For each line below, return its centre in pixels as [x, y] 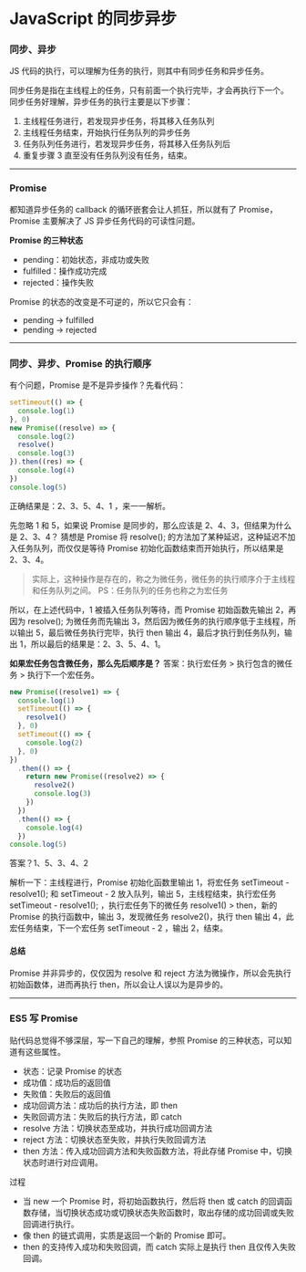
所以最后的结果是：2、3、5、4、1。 [98, 643]
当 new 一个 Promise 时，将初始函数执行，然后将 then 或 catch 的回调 [153, 1201]
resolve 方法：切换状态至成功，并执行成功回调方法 [117, 1128]
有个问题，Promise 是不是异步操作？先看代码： [98, 385]
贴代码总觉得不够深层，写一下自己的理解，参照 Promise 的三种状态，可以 [147, 1040]
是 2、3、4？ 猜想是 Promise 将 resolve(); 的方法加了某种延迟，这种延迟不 [149, 537]
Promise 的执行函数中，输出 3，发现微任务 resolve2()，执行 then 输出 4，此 [152, 917]
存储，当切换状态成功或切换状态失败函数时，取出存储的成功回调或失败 [162, 1212]
